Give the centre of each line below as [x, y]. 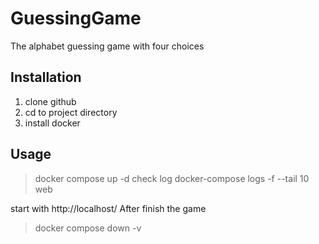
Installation [46, 77]
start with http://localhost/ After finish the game [108, 208]
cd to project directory [71, 112]
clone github [50, 101]
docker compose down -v [88, 228]
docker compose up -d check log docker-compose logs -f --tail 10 [172, 178]
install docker [52, 123]
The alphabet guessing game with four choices [107, 46]
